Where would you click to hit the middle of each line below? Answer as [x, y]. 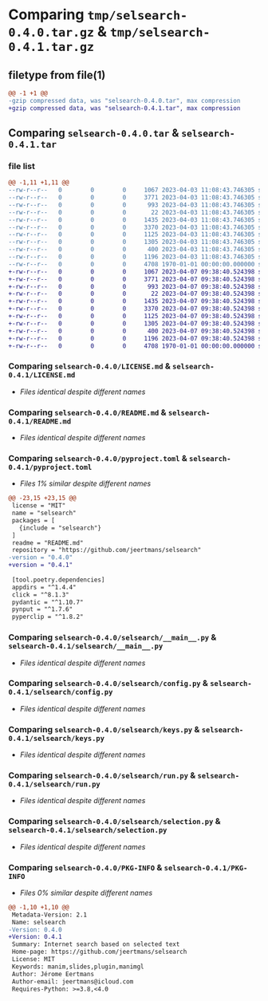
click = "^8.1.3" [40, 595]
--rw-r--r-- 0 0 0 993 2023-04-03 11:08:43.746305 [132, 205]
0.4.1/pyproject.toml [50, 467]
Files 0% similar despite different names [86, 893]
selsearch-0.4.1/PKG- [206, 868]
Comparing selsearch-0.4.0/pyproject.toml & [98, 458]
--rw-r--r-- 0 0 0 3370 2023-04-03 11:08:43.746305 [132, 227]
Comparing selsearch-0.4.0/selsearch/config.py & [108, 684]
